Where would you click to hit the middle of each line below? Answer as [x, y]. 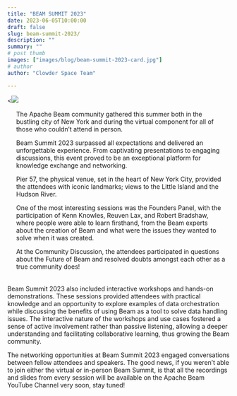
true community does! [48, 267]
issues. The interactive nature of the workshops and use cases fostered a [114, 318]
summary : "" [25, 47]
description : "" [31, 40]
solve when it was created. [55, 238]
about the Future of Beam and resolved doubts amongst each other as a [121, 259]
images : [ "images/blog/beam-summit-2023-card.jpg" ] [85, 60]
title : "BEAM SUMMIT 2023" [47, 14]
